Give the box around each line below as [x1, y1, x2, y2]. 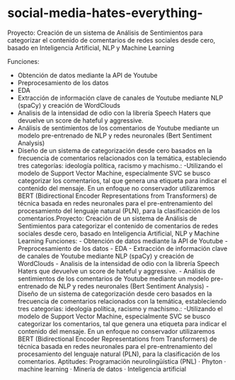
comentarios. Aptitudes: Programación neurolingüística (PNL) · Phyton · [17, 357, 227, 366]
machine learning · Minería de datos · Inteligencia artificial [17, 364, 186, 373]
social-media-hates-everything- [7, 5, 203, 21]
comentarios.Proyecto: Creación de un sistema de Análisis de [17, 214, 197, 223]
